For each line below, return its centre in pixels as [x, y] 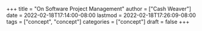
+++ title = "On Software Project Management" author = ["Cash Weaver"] [99, 9]
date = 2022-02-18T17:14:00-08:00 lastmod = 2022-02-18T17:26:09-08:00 [101, 15]
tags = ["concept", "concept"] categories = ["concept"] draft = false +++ [98, 22]
